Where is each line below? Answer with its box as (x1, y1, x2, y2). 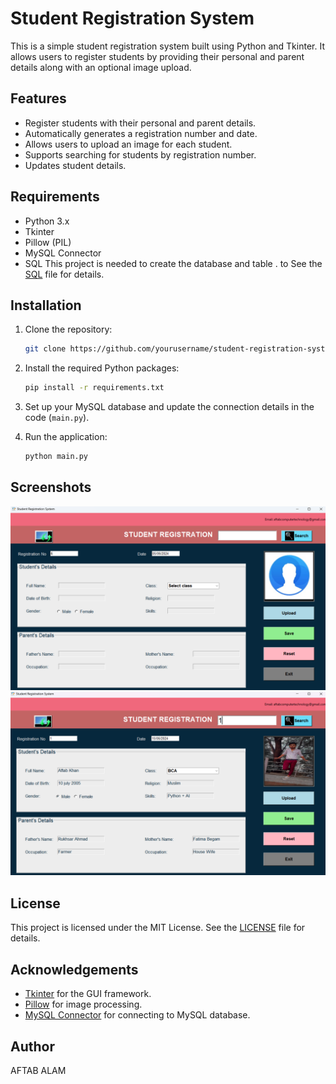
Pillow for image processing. (24, 998, 143, 1011)
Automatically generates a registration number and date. (24, 127, 258, 139)
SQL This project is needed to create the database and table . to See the (24, 257, 323, 269)
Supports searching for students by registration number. (24, 148, 257, 161)
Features (10, 90, 67, 107)
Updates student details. (24, 159, 127, 171)
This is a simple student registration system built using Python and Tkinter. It (10, 40, 325, 52)
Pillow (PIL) (24, 236, 72, 248)
